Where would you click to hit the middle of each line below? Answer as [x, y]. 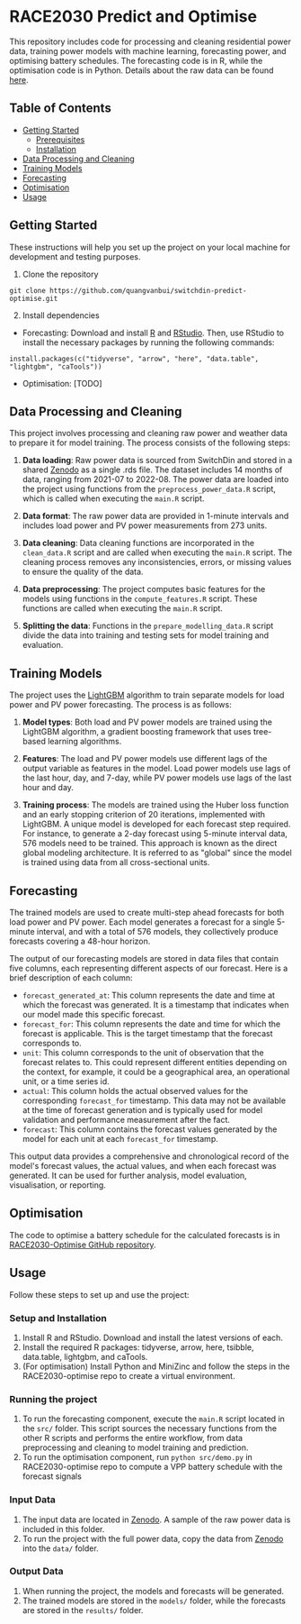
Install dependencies [61, 315]
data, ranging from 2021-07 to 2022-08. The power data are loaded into [155, 479]
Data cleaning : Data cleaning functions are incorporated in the [138, 543]
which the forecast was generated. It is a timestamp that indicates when [155, 1005]
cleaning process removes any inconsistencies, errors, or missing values [157, 562]
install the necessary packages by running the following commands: [148, 342]
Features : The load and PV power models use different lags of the [145, 759]
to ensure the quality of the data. [83, 572]
